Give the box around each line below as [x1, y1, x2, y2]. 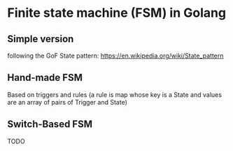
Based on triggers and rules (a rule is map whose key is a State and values [7, 90, 223, 99]
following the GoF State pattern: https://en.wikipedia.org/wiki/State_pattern [7, 51, 224, 60]
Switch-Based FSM [7, 118, 93, 131]
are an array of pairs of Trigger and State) [7, 98, 128, 106]
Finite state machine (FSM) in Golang [7, 5, 226, 21]
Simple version [7, 33, 74, 45]
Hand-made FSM [7, 72, 83, 84]
